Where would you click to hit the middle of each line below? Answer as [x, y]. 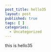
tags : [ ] [15, 23]
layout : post [18, 14]
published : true [21, 18]
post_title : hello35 [26, 9]
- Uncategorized [25, 32]
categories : [17, 27]
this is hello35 [19, 45]
